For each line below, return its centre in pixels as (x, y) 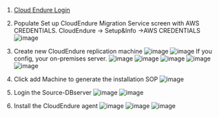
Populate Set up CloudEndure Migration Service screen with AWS (106, 23)
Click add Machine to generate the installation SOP (86, 79)
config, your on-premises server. (60, 58)
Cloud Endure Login (42, 10)
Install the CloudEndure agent (56, 106)
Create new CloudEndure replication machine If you (113, 51)
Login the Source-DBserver (52, 93)
